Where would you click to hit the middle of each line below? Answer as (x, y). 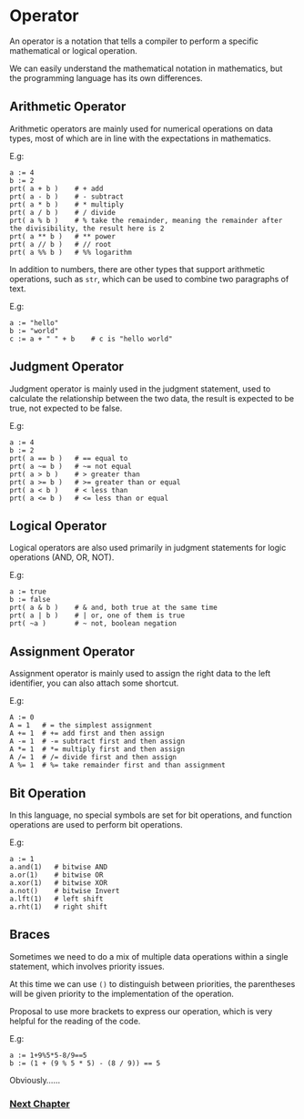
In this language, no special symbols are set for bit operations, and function (151, 815)
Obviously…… (35, 1080)
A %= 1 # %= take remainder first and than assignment (117, 766)
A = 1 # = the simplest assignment (81, 726)
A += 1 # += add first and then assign (87, 734)
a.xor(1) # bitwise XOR (58, 883)
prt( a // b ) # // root (61, 244)
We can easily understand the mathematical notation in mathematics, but (146, 68)
